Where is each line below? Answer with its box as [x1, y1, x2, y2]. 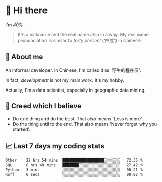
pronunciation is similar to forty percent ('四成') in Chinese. [17, 37, 142, 43]
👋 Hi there [5, 5, 48, 16]
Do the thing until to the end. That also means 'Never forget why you [12, 121, 157, 127]
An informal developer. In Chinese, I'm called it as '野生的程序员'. [5, 66, 142, 73]
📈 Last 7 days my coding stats [5, 142, 105, 150]
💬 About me [5, 53, 43, 61]
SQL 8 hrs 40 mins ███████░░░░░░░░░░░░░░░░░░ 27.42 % [5, 163, 143, 168]
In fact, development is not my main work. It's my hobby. [5, 77, 124, 83]
